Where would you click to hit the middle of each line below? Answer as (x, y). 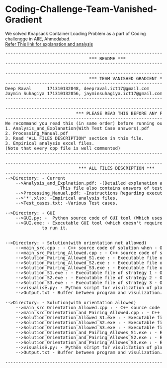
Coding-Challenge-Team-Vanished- (81, 9)
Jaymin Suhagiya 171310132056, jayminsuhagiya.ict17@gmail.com (84, 93)
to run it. (55, 228)
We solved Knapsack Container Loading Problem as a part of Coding (76, 33)
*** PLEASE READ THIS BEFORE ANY (117, 113)
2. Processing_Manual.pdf (37, 133)
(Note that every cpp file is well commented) (63, 148)
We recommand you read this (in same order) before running (80, 123)
